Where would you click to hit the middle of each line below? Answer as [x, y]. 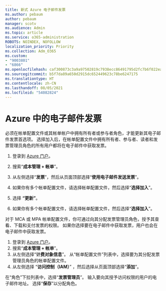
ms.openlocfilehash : [26, 70]
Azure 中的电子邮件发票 [54, 119]
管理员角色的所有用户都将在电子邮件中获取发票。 [59, 145]
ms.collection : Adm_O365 [31, 51]
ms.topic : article [24, 33]
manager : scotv [21, 24]
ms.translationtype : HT [30, 79]
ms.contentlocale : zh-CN [31, 83]
